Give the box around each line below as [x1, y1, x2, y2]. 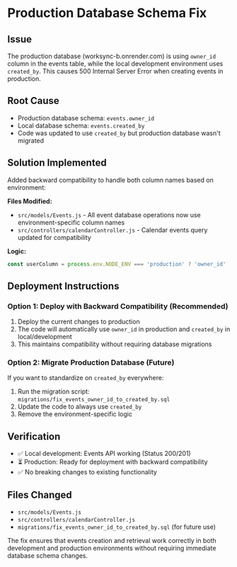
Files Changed [7, 488, 72, 500]
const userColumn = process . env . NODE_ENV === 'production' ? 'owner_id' [7, 260, 226, 268]
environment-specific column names [17, 218, 125, 227]
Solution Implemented [7, 157, 108, 169]
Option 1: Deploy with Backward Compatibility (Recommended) [7, 301, 229, 311]
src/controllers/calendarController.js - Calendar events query [17, 225, 208, 234]
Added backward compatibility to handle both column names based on [7, 176, 214, 184]
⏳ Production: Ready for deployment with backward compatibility [17, 458, 208, 466]
